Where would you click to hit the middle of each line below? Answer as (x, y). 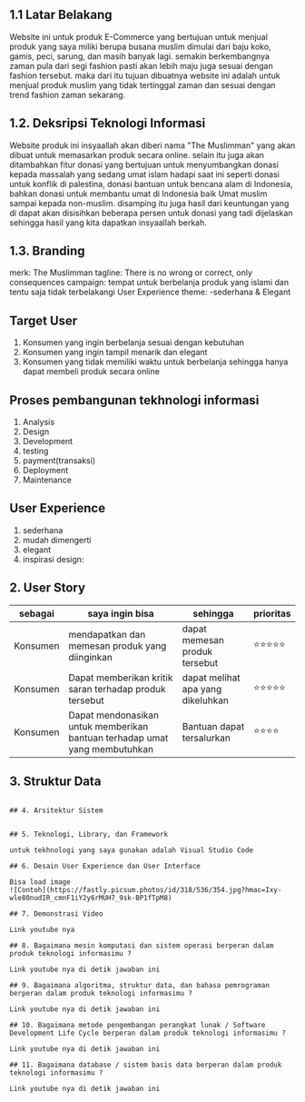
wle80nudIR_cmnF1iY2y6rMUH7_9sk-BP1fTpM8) (91, 898)
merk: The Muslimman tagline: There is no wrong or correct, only (131, 273)
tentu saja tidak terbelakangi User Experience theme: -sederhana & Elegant (150, 292)
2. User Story (48, 588)
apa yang (202, 689)
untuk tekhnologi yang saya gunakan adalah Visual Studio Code (132, 850)
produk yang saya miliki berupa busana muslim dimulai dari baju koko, (140, 46)
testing (35, 451)
